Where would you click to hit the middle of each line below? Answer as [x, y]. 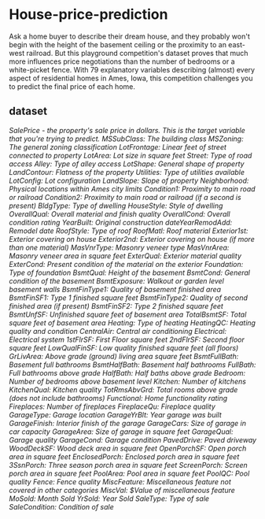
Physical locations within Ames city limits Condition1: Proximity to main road [132, 189]
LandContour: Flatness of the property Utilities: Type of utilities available [127, 172]
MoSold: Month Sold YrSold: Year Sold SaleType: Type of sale [109, 499]
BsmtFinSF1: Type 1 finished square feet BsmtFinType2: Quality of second [129, 298]
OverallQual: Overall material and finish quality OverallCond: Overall [120, 213]
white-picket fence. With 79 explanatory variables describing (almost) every [132, 69]
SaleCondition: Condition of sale [62, 506]
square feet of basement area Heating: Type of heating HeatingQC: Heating [132, 323]
